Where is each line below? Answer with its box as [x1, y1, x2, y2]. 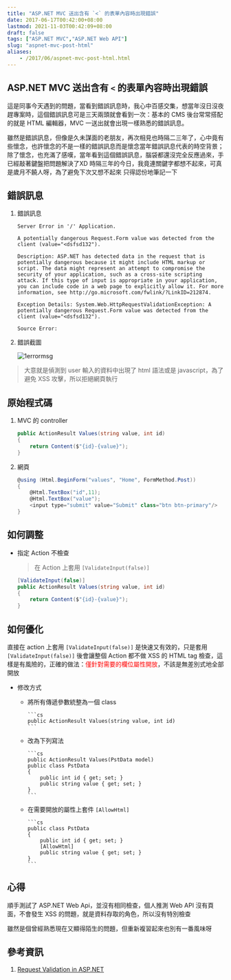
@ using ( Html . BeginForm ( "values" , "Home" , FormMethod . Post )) [16, 476, 197, 483]
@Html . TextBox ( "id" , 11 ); [30, 489, 101, 496]
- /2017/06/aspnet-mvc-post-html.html [19, 55, 131, 62]
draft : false [7, 29, 45, 36]
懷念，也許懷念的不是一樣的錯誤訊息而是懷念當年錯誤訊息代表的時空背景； [12, 142, 224, 150]
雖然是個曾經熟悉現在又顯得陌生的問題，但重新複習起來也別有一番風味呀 [7, 924, 212, 933]
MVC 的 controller [16, 417, 68, 425]
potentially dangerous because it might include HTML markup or [16, 259, 206, 266]
